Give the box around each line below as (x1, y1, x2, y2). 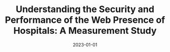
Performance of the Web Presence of (5, 14, 165, 26)
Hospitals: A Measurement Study (13, 25, 157, 36)
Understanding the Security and (15, 4, 155, 15)
